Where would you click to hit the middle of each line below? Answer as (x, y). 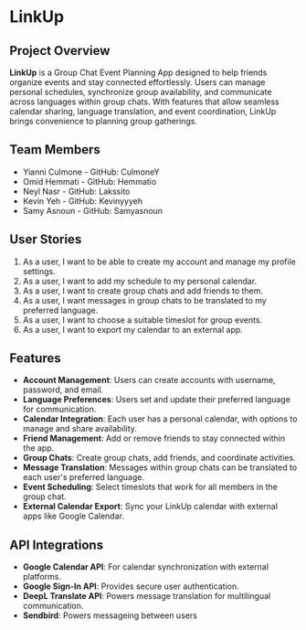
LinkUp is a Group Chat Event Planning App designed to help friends (138, 72)
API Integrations (56, 545)
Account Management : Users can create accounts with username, (149, 380)
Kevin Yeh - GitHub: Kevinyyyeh (83, 201)
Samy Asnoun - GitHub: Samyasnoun (92, 210)
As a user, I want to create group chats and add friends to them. (142, 291)
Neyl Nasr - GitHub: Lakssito (76, 191)
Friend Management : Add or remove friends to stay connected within (154, 438)
